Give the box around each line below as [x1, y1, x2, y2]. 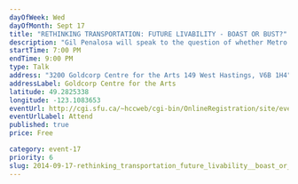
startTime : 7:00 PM [9, 46, 82, 55]
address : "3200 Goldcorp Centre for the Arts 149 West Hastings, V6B [9, 71, 272, 80]
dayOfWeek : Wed [9, 12, 66, 22]
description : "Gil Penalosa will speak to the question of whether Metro [9, 37, 288, 47]
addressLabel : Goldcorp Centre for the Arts [9, 79, 176, 88]
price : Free [9, 129, 53, 138]
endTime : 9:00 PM [9, 54, 74, 63]
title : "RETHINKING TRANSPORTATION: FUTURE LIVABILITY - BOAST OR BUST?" [9, 29, 288, 38]
